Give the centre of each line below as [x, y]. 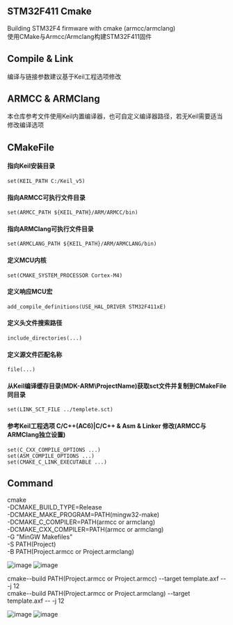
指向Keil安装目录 [31, 166]
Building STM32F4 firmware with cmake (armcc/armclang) [91, 28]
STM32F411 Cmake [49, 11]
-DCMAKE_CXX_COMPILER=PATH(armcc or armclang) [86, 530]
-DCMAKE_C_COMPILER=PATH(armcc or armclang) [81, 522]
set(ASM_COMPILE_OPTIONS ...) [51, 456]
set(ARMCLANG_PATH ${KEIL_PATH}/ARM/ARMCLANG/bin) [82, 244]
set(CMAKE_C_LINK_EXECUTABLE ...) [57, 462]
